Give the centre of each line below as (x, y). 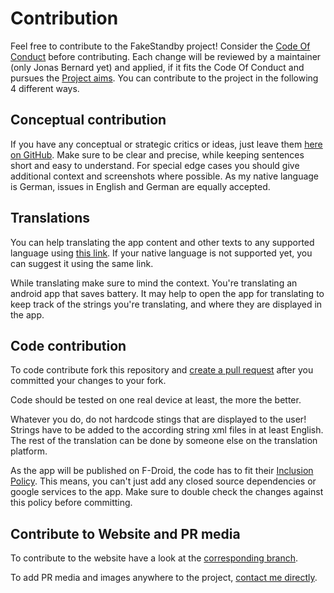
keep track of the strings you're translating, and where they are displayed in (166, 304)
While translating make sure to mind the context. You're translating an (154, 283)
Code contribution (68, 345)
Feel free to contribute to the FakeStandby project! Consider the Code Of (160, 46)
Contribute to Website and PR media (125, 533)
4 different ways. (45, 88)
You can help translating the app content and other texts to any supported (162, 242)
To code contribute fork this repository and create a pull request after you (162, 370)
